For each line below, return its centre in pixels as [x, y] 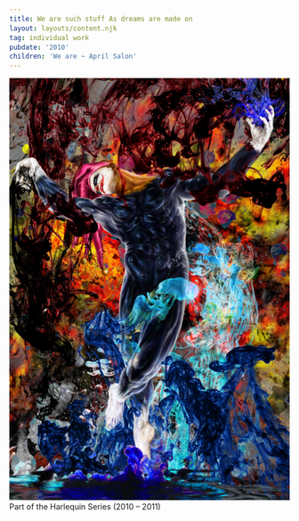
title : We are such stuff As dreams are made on [101, 19]
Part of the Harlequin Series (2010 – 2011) [85, 506]
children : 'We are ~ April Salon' [73, 57]
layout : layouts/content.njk [63, 28]
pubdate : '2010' [39, 47]
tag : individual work [49, 37]
